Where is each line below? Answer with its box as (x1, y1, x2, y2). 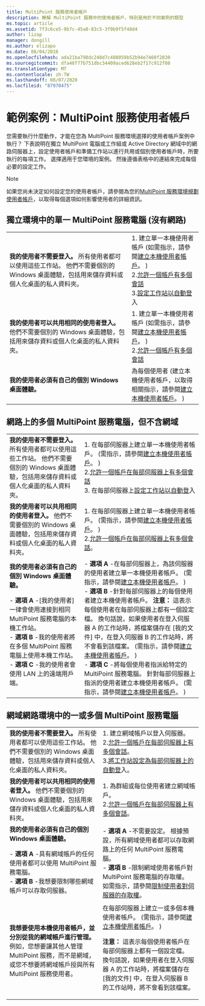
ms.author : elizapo (6, 43, 56, 49)
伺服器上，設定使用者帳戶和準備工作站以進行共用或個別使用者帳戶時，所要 (11, 147, 199, 155)
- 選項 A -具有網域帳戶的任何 (9, 850, 95, 858)
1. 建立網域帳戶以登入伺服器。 (103, 729, 190, 738)
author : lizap (6, 32, 43, 38)
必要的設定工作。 (6, 162, 49, 170)
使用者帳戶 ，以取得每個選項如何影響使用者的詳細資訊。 (6, 195, 145, 202)
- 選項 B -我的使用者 (9, 633, 70, 641)
